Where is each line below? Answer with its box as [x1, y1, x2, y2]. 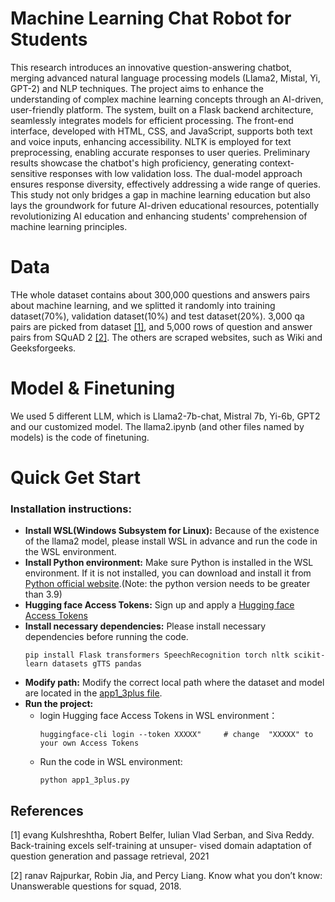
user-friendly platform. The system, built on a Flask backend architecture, [10, 103, 314, 116]
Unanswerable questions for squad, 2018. [10, 880, 182, 892]
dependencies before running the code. [24, 631, 189, 643]
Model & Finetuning [10, 377, 176, 400]
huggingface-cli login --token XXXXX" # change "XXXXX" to [39, 730, 314, 740]
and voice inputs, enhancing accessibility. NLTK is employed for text [10, 135, 292, 147]
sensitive [10, 167, 48, 179]
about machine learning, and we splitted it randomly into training [10, 299, 276, 311]
